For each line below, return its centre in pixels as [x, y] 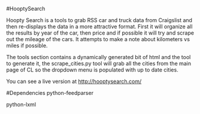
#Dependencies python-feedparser [50, 93]
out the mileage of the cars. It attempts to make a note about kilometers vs [98, 39]
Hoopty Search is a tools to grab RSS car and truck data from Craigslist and [99, 20]
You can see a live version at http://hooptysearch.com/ [74, 81]
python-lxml [21, 104]
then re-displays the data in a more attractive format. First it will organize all [99, 27]
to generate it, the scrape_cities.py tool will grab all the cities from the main [99, 63]
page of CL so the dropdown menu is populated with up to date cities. [92, 70]
